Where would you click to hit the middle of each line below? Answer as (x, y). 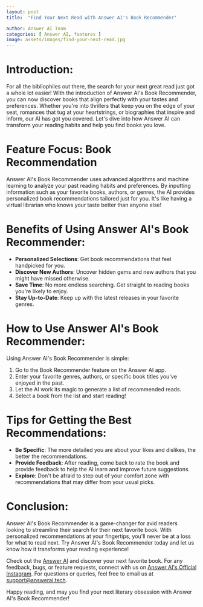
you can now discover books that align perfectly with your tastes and (92, 99)
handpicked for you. (40, 265)
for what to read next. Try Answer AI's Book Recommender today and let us (100, 542)
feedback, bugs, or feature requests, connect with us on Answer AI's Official (101, 567)
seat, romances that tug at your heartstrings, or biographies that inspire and (101, 112)
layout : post (23, 12)
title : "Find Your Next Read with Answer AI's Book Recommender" (92, 18)
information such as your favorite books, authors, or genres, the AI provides (101, 192)
